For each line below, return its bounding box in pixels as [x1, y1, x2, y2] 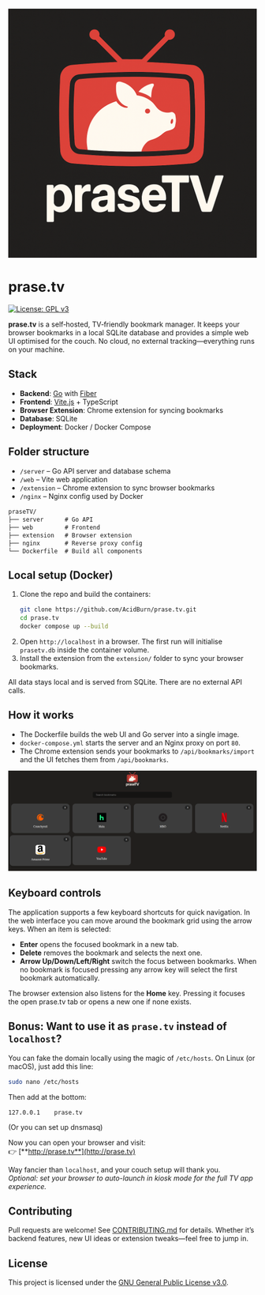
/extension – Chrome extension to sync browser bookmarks [19, 483, 215, 493]
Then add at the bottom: [8, 1092, 87, 1101]
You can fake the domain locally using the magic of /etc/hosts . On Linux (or [8, 1053, 256, 1063]
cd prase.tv [19, 614, 59, 622]
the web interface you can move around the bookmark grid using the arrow [8, 916, 252, 925]
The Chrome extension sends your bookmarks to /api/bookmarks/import [19, 746, 255, 756]
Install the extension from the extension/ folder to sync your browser [19, 654, 244, 663]
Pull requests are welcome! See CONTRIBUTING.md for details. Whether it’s [8, 1225, 255, 1235]
